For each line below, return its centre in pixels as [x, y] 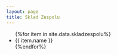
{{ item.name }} [34, 40]
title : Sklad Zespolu [33, 17]
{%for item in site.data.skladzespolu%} [63, 34]
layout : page [22, 12]
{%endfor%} [30, 46]
